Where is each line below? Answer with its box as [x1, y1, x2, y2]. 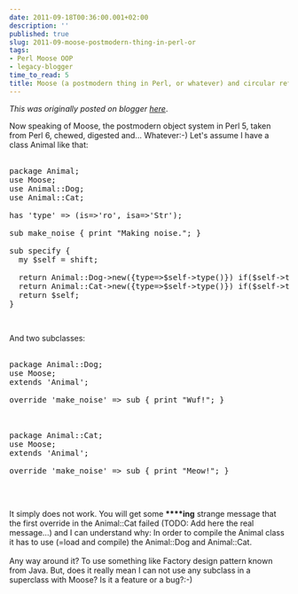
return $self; [18, 290, 80, 300]
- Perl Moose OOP [9, 54, 74, 63]
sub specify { [9, 246, 71, 255]
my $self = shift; [18, 254, 99, 264]
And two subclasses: [9, 332, 86, 343]
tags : [9, 46, 29, 55]
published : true [9, 29, 69, 38]
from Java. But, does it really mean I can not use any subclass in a [9, 565, 251, 575]
